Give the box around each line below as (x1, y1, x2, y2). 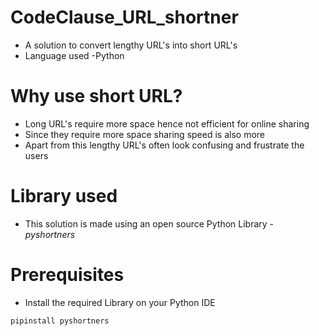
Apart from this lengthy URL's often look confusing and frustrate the (24, 139, 305, 151)
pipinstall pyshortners (10, 316, 110, 326)
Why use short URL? (10, 85, 183, 108)
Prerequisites (10, 264, 125, 286)
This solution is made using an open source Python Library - (24, 217, 275, 230)
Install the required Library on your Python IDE (24, 296, 216, 308)
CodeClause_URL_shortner (10, 6, 239, 29)
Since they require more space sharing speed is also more (24, 128, 265, 140)
